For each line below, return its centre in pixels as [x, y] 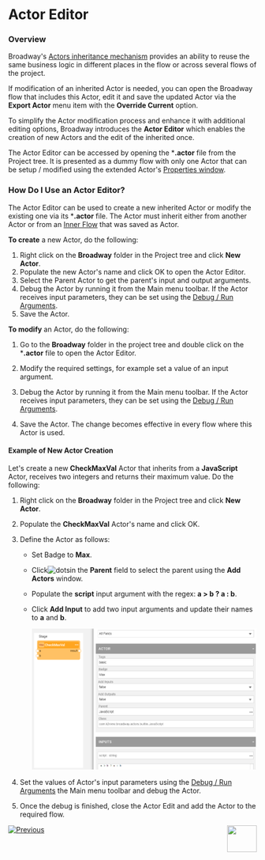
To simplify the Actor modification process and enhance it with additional [127, 121]
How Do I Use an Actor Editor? [67, 190]
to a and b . [49, 617]
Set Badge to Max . [62, 555]
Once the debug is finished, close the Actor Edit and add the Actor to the [138, 806]
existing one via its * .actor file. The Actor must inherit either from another [127, 216]
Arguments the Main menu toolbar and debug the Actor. [110, 791]
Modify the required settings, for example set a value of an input [124, 368]
